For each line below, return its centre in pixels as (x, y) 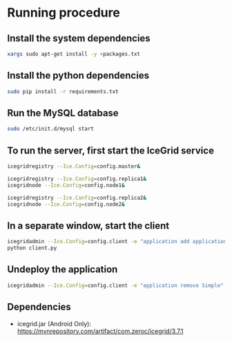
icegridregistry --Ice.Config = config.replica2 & (77, 198)
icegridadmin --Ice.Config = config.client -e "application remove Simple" (116, 285)
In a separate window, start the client (88, 226)
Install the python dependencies (78, 76)
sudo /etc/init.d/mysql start (51, 129)
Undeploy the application (62, 270)
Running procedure (64, 13)
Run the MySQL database (63, 113)
